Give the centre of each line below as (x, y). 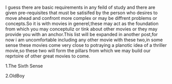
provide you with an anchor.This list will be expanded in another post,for (82, 34)
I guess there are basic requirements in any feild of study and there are (80, 7)
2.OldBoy (15, 76)
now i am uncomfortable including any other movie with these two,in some (84, 40)
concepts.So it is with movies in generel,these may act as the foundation (82, 23)
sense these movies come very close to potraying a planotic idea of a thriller (86, 45)
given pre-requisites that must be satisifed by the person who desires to (82, 13)
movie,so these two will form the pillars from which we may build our (78, 51)
